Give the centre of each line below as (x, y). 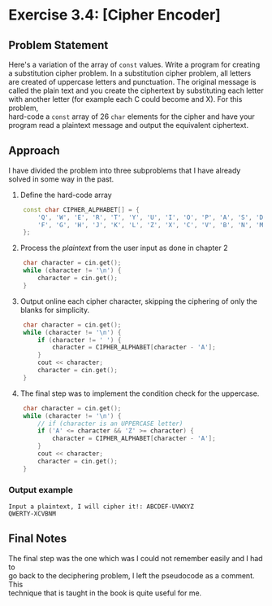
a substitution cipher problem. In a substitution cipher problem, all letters (130, 73)
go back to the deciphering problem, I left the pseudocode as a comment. (132, 575)
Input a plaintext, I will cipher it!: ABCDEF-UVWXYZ (101, 507)
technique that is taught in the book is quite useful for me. (105, 593)
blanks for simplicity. (55, 310)
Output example (41, 490)
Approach (34, 151)
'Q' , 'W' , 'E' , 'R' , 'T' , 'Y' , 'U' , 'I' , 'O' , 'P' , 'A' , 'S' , (145, 217)
